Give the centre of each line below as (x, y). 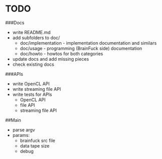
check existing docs (33, 64)
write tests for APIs (32, 94)
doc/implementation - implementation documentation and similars (88, 43)
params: (21, 135)
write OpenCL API (31, 84)
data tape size (35, 145)
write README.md (31, 32)
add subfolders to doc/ (36, 38)
